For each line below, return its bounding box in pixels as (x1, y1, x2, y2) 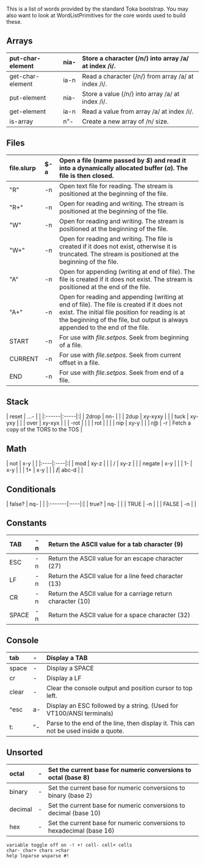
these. (6, 18, 23, 25)
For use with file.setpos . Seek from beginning (59, 333, 189, 341)
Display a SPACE (46, 664, 95, 672)
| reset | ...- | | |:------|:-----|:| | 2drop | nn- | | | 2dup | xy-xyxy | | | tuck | (6, 413, 189, 420)
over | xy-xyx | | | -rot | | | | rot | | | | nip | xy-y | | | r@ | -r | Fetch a (26, 419, 191, 427)
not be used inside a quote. (46, 726, 124, 735)
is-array (9, 117, 34, 125)
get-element (9, 107, 46, 116)
